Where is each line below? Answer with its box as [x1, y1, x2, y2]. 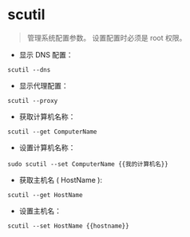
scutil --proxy [7, 97, 58, 105]
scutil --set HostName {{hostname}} [7, 222, 129, 230]
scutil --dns [7, 65, 51, 73]
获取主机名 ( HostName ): [18, 175, 103, 184]
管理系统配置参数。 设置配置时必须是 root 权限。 [26, 33, 187, 42]
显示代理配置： [18, 81, 69, 90]
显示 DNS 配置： [18, 49, 73, 59]
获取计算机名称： [18, 112, 76, 121]
